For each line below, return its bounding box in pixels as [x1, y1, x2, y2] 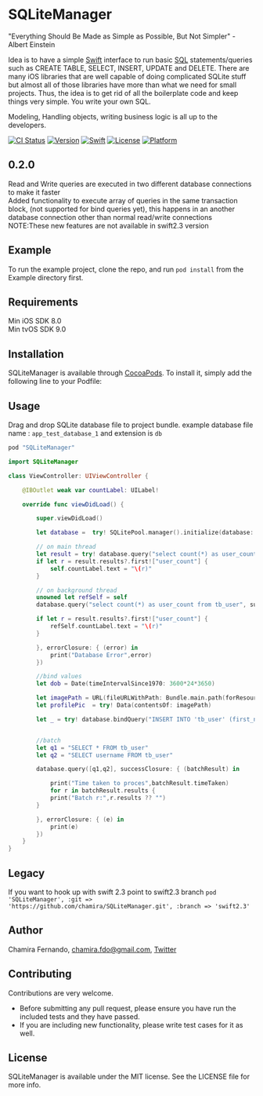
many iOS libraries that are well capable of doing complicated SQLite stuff [8, 71, 247, 81]
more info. [8, 1080, 41, 1090]
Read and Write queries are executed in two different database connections [8, 179, 252, 188]
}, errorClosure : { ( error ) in [36, 644, 139, 652]
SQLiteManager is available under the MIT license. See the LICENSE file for [8, 1072, 250, 1081]
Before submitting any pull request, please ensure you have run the [19, 1003, 236, 1013]
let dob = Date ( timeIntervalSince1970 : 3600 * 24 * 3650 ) [36, 680, 215, 688]
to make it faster [8, 187, 61, 197]
